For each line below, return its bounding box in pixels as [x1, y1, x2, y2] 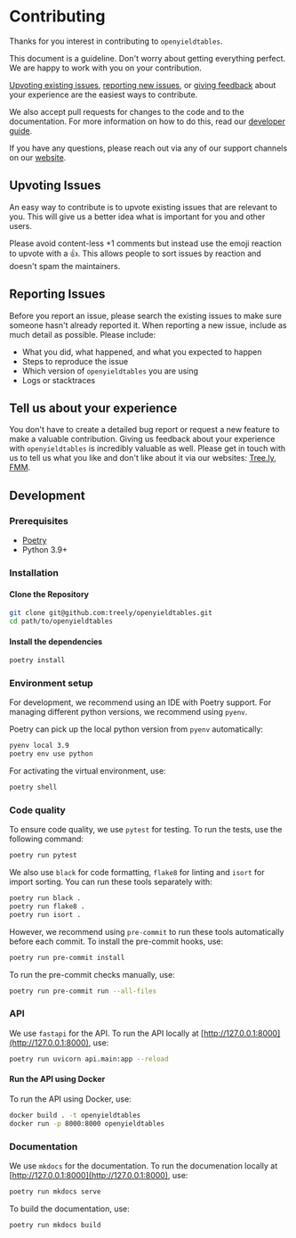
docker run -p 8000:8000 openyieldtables [9, 1119, 165, 1128]
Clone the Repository [9, 588, 89, 599]
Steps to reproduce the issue [21, 356, 129, 366]
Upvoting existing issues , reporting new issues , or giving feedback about [9, 79, 276, 90]
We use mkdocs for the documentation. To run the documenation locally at [9, 1160, 278, 1171]
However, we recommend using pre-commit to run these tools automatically [9, 926, 284, 937]
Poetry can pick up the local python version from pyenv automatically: [9, 724, 264, 734]
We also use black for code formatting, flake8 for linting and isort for [9, 867, 265, 878]
